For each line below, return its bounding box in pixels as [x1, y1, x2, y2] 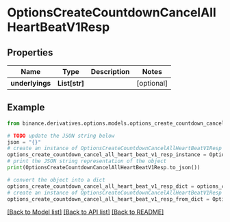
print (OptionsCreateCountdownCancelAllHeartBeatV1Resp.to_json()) [7, 164, 201, 171]
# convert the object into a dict [7, 176, 106, 183]
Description [90, 67, 130, 76]
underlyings [10, 79, 51, 88]
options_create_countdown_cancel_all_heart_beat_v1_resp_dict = [7, 183, 194, 190]
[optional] [136, 79, 168, 88]
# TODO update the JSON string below [7, 132, 115, 139]
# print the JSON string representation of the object [7, 158, 167, 165]
